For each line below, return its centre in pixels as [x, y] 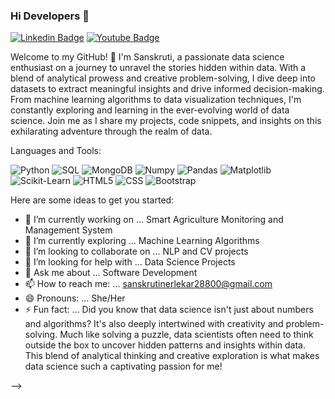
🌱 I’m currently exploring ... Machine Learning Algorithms [142, 241]
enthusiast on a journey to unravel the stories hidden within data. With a [158, 68]
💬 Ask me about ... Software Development [111, 273]
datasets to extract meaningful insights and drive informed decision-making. [167, 89]
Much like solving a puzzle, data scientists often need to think [186, 335]
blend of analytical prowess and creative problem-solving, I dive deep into [163, 78]
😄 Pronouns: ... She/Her [75, 298]
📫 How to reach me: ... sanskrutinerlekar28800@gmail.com [148, 284]
